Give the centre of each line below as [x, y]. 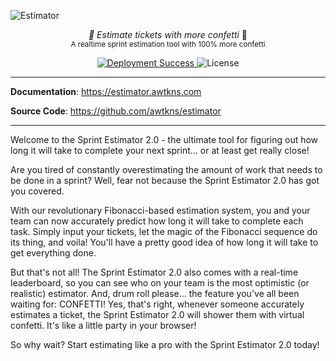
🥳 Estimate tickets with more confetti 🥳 [168, 34]
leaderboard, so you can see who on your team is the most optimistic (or [160, 283]
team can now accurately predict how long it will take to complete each [157, 221]
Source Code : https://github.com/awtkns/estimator [116, 111]
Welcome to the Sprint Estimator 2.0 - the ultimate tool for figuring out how [164, 139]
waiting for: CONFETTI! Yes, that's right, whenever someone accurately [157, 304]
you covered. [37, 191]
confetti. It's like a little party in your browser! [103, 325]
